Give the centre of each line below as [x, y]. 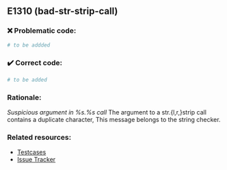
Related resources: [39, 137]
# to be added [27, 80]
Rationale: [24, 97]
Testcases [31, 152]
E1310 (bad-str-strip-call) [63, 11]
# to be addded [29, 45]
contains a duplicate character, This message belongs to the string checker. [114, 120]
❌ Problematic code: [42, 31]
